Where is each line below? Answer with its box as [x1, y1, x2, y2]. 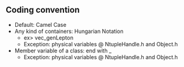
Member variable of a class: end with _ [14, 47, 112, 54]
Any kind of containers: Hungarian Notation [14, 27, 124, 35]
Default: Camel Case [14, 21, 66, 28]
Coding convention [5, 5, 80, 15]
